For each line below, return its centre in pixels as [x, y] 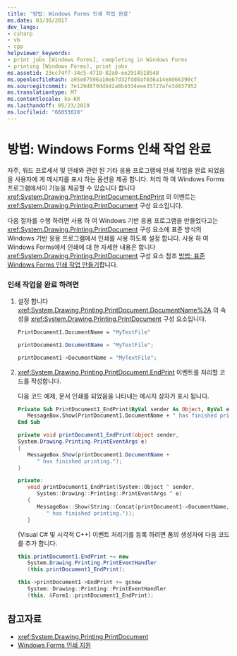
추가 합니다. [41, 543]
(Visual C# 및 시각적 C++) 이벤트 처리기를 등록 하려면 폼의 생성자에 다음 [117, 534]
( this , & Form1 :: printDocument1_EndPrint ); [90, 595]
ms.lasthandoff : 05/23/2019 [49, 106]
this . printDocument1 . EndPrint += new [73, 557]
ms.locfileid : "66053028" [45, 112]
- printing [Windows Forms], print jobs [68, 66]
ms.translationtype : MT [42, 92]
